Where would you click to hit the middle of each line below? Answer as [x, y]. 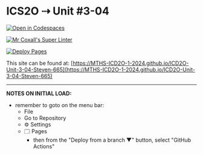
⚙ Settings [37, 124]
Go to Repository [45, 118]
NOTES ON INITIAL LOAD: [39, 93]
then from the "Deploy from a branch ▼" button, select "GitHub [112, 140]
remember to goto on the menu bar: [60, 105]
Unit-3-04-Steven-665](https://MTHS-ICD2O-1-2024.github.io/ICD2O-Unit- [101, 69]
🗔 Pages [35, 131]
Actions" [44, 146]
